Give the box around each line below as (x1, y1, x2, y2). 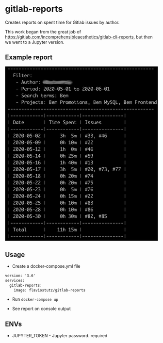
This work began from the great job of (5, 29, 81, 34)
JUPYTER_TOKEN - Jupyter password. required (12, 333, 108, 338)
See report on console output (12, 306, 71, 311)
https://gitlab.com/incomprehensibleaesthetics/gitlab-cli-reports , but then (5, 34, 153, 40)
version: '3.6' (5, 273, 36, 278)
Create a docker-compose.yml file (12, 263, 81, 269)
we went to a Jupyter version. (5, 39, 65, 45)
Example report (5, 53, 52, 62)
